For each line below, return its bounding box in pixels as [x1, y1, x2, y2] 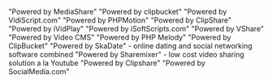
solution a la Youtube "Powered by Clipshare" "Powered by [8, 58, 205, 68]
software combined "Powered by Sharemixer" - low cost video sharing [8, 50, 245, 59]
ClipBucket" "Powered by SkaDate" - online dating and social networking [8, 41, 253, 51]
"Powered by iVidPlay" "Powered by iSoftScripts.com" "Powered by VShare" [8, 24, 265, 33]
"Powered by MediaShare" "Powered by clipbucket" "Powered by [8, 7, 227, 16]
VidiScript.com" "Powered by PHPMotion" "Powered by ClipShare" [8, 15, 232, 25]
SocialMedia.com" [8, 67, 70, 76]
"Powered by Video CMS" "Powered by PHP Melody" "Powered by [8, 32, 231, 42]
